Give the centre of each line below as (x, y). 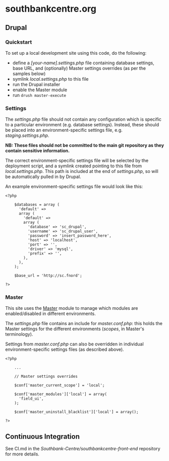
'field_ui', (31, 399)
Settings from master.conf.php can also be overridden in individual (74, 344)
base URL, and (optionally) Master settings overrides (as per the (79, 68)
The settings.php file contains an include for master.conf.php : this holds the (84, 324)
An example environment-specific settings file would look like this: (74, 187)
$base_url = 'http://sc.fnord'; (48, 276)
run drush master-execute (39, 95)
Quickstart (19, 42)
